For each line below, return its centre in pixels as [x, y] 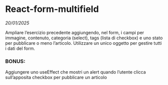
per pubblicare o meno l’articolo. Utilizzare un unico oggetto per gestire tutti [83, 43]
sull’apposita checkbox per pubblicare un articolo [56, 78]
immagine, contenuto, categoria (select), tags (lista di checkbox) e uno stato [84, 38]
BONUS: [16, 61]
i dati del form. [20, 48]
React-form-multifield [52, 9]
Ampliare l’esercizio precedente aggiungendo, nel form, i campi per [75, 32]
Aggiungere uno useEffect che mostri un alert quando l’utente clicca [76, 72]
